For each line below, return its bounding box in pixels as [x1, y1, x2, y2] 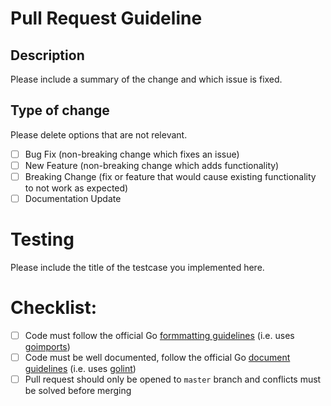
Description [10, 47, 85, 64]
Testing [10, 228, 75, 251]
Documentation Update [24, 193, 122, 204]
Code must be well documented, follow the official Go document [24, 352, 291, 363]
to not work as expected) [24, 182, 129, 194]
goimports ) [24, 341, 71, 352]
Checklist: [10, 297, 98, 319]
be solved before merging [24, 385, 132, 397]
